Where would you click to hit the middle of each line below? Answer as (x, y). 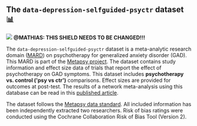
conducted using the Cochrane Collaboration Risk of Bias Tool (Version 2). (96, 117)
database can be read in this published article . (63, 92)
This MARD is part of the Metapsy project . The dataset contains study (91, 61)
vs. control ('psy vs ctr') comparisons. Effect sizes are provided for (88, 80)
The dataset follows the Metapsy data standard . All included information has (99, 104)
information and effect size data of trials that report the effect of (84, 68)
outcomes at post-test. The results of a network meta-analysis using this (94, 86)
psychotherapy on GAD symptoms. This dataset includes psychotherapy (95, 74)
